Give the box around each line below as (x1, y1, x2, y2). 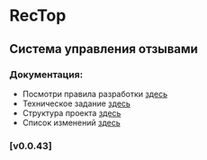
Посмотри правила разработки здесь (22, 88, 168, 99)
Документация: (9, 68, 84, 81)
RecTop (9, 5, 67, 26)
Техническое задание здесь (22, 98, 130, 109)
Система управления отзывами (9, 41, 198, 57)
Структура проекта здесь (22, 107, 121, 118)
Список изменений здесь (22, 117, 121, 128)
